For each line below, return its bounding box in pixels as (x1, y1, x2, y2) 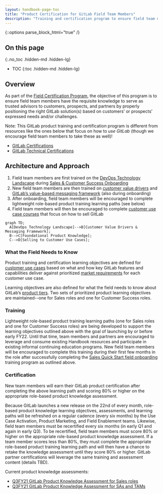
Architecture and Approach (5, 162, 90, 170)
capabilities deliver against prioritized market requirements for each (5, 270, 141, 276)
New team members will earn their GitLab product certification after (5, 383, 140, 388)
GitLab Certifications (12, 143, 53, 148)
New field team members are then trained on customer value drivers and (12, 185, 158, 191)
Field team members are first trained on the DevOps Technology (12, 175, 141, 180)
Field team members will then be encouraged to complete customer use (12, 206, 156, 212)
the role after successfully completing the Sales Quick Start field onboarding (5, 354, 158, 360)
